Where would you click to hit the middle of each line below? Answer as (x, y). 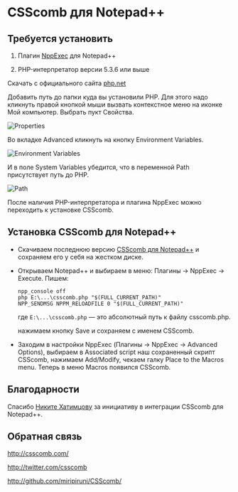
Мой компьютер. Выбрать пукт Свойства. (71, 112)
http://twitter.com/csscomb (47, 467)
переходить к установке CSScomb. (60, 210)
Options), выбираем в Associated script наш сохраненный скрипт (116, 352)
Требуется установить (60, 39)
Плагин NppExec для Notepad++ (67, 55)
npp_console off (42, 291)
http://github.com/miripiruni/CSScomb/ (65, 481)
